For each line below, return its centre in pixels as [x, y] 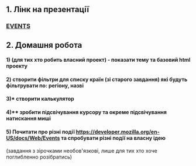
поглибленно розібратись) [39, 157]
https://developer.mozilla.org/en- [118, 132]
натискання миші [29, 118]
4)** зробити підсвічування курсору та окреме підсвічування [86, 112]
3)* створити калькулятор [40, 99]
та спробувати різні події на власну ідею [113, 138]
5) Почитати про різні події [40, 132]
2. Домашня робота [44, 45]
